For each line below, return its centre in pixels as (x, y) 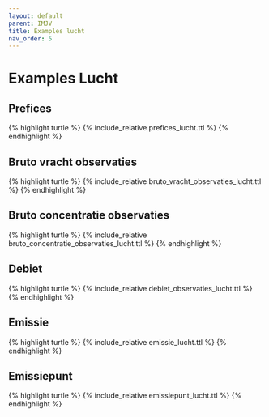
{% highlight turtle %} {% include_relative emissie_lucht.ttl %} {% (117, 342)
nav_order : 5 (30, 38)
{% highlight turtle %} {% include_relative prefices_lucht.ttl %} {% (119, 128)
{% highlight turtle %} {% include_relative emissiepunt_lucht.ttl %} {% (125, 396)
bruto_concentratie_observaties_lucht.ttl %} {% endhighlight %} (115, 243)
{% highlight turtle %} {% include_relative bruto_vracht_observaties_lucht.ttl (135, 181)
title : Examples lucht (47, 31)
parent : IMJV (30, 23)
